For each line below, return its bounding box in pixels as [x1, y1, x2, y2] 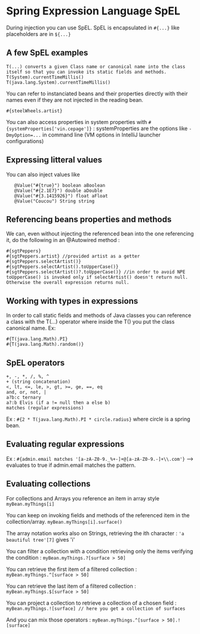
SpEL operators [6, 358, 65, 368]
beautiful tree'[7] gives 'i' [6, 536, 75, 543]
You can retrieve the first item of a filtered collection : [6, 565, 137, 573]
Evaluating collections [6, 479, 91, 489]
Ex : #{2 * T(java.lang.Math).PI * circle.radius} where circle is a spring [6, 415, 190, 422]
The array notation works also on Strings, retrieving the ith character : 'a [6, 529, 184, 537]
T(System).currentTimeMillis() [6, 74, 84, 80]
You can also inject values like [6, 171, 81, 178]
